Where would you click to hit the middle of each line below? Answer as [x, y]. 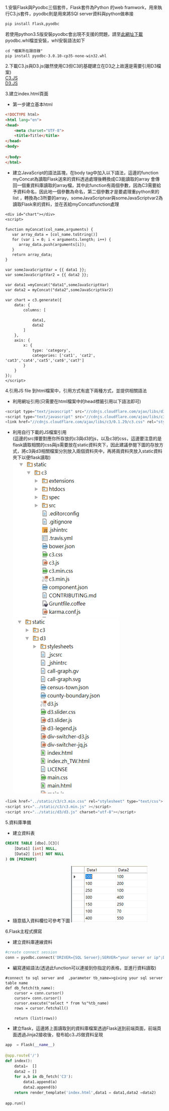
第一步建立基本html [32, 104]
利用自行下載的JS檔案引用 [39, 432]
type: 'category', [51, 350]
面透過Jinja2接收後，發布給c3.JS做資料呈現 [58, 1035]
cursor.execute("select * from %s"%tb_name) [62, 1003]
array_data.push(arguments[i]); [52, 244]
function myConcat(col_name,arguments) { [49, 229]
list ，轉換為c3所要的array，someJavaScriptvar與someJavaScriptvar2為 [88, 198]
